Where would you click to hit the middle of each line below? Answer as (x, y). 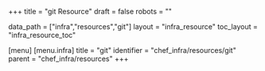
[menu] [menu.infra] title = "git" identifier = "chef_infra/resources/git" (122, 50)
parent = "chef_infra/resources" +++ (68, 59)
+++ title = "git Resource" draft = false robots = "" (90, 11)
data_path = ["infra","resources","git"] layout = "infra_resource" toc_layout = (133, 26)
